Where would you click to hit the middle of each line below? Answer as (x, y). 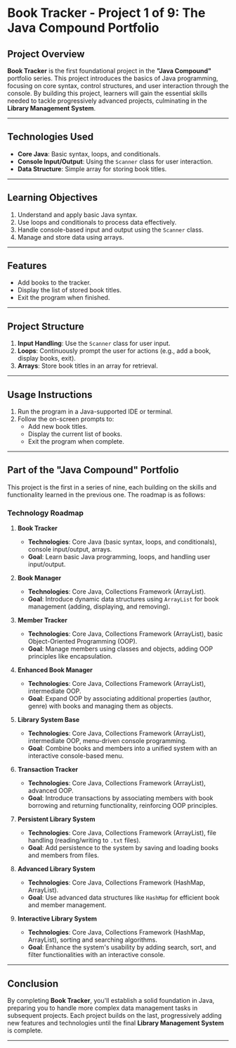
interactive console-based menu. (76, 756)
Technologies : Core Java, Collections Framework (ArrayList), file (122, 833)
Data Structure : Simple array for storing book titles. (92, 169)
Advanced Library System (57, 869)
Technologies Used (50, 137)
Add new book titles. (58, 427)
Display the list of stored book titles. (69, 290)
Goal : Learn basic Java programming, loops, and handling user (119, 557)
